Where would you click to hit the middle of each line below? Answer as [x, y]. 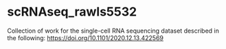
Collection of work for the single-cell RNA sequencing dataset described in [113, 31]
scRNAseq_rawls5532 [72, 12]
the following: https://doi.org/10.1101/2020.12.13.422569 [85, 37]
